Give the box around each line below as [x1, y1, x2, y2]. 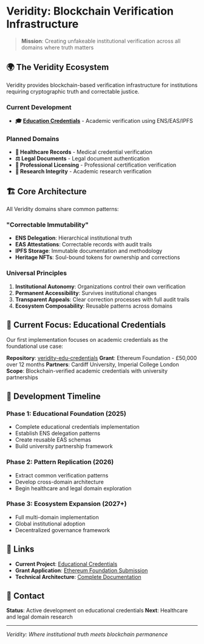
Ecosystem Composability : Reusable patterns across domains [15, 302, 173, 310]
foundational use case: [6, 342, 64, 350]
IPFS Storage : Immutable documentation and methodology [15, 248, 163, 255]
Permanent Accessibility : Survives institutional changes [15, 289, 157, 296]
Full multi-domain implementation [15, 513, 99, 521]
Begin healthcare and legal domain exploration [15, 485, 132, 492]
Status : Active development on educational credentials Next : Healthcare [6, 607, 188, 614]
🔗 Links [6, 544, 35, 555]
